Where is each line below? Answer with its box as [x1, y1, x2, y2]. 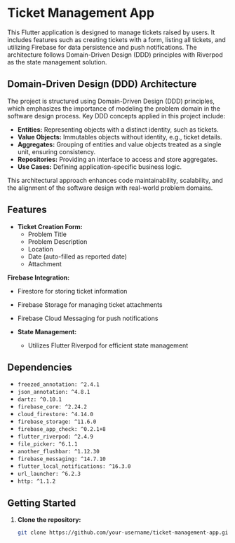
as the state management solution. [7, 57, 107, 66]
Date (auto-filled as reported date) [27, 252, 128, 261]
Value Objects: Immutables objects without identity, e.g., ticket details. [17, 132, 222, 141]
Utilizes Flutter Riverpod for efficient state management [27, 341, 189, 350]
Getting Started [7, 497, 76, 509]
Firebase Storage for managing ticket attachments [17, 300, 163, 309]
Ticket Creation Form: [17, 222, 83, 231]
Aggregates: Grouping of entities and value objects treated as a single [17, 140, 222, 149]
